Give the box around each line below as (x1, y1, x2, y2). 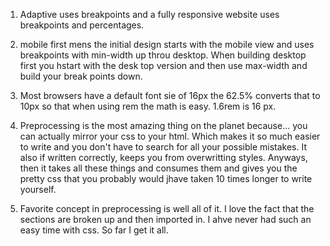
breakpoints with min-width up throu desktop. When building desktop (19, 49, 307, 61)
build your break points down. (19, 70, 143, 82)
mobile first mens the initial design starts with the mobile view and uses (19, 39, 315, 50)
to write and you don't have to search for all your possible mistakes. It (19, 141, 307, 153)
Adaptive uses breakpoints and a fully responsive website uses (19, 9, 280, 20)
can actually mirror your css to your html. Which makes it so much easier (19, 130, 321, 142)
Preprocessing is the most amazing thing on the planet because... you (19, 120, 308, 131)
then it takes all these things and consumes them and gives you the (19, 162, 298, 174)
